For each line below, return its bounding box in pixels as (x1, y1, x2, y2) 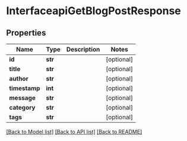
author (9, 75, 28, 82)
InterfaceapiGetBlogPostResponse (6, 4, 181, 18)
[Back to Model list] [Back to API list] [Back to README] (6, 129, 142, 135)
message (9, 94, 36, 102)
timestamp (9, 84, 40, 92)
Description (66, 46, 100, 53)
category (9, 104, 36, 111)
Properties (6, 28, 46, 38)
